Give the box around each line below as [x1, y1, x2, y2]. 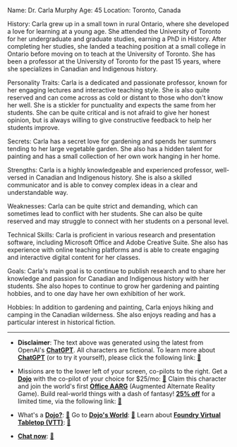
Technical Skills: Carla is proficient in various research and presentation [7, 231, 216, 239]
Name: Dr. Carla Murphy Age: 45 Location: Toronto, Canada [7, 6, 181, 14]
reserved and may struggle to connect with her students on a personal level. [7, 217, 229, 225]
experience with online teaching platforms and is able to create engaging [7, 246, 219, 254]
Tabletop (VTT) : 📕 [17, 418, 71, 427]
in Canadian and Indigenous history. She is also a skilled [29, 173, 193, 181]
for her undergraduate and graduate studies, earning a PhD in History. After [7, 35, 227, 43]
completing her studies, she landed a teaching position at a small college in [7, 42, 226, 50]
